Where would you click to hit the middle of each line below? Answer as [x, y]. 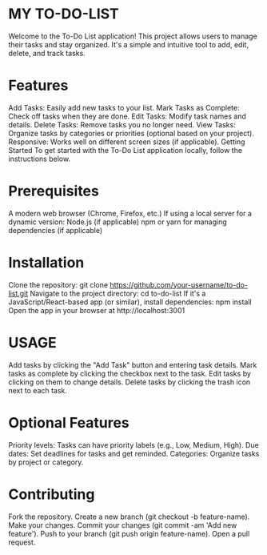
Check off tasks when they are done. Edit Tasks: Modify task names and [127, 116]
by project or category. [46, 462]
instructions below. [39, 159]
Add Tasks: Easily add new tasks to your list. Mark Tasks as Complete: [124, 107]
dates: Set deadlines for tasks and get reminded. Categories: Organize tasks [134, 453]
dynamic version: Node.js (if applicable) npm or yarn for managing [118, 222]
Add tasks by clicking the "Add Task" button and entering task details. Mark [133, 364]
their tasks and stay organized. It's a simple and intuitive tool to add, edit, [129, 44]
